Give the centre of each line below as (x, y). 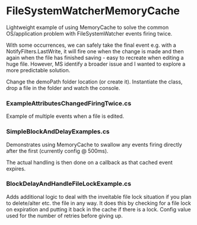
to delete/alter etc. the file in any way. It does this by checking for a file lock (99, 203)
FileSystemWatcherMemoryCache (93, 11)
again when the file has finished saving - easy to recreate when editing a (95, 57)
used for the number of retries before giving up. (64, 216)
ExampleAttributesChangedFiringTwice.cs (69, 103)
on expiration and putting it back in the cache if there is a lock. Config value (99, 209)
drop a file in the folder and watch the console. (63, 88)
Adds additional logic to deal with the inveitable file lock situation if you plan (99, 197)
